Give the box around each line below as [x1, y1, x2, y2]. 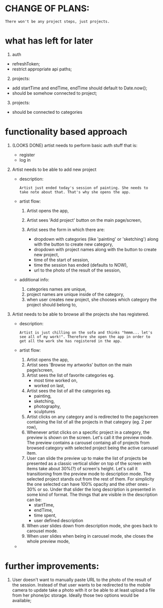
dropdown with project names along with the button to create [34, 246, 157, 252]
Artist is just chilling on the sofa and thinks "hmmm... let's [19, 330, 153, 335]
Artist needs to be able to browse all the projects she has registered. [12, 311, 149, 317]
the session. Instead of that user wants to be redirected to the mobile [12, 582, 151, 587]
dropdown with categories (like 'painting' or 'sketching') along [34, 236, 159, 242]
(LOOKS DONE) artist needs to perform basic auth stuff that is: [12, 142, 138, 148]
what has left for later [5, 35, 93, 46]
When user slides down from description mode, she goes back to [26, 523, 158, 528]
